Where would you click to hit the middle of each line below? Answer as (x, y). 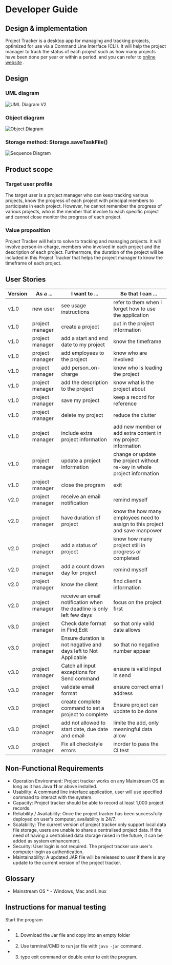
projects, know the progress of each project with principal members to (80, 200)
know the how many (138, 511)
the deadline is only (85, 609)
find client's (127, 581)
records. (21, 808)
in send (122, 675)
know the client (80, 585)
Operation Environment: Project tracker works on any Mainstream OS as (89, 781)
